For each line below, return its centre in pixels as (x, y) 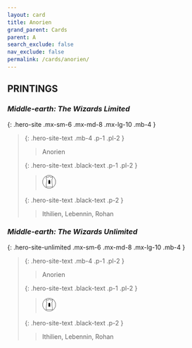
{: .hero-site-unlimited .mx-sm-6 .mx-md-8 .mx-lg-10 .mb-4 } (96, 247)
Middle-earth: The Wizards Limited (69, 109)
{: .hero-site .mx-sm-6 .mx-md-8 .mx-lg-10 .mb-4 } (82, 124)
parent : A (22, 37)
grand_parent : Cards (38, 30)
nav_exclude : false (36, 52)
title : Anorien (30, 22)
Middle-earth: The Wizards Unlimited (72, 232)
